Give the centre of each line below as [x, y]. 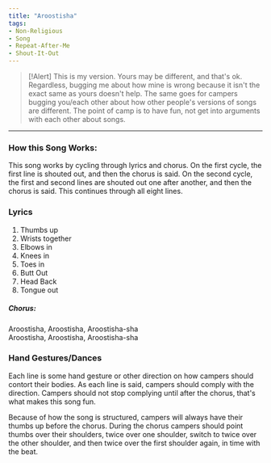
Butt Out [34, 272]
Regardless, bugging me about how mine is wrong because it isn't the [144, 85]
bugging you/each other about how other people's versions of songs [142, 102]
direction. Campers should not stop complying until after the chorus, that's [132, 393]
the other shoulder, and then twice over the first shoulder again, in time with [134, 443]
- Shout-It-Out [34, 53]
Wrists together [46, 238]
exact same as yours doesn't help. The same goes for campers [133, 93]
